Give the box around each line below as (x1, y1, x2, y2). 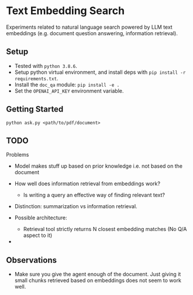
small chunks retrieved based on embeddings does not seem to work (14, 277, 181, 284)
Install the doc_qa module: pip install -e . (14, 81, 120, 88)
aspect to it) (23, 232, 53, 239)
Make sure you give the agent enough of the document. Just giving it (14, 271, 181, 278)
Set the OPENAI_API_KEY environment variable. (14, 87, 124, 94)
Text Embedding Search (6, 4, 125, 18)
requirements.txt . (14, 74, 58, 82)
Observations (6, 255, 57, 265)
